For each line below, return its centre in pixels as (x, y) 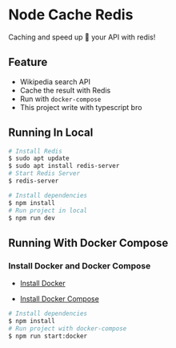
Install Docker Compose (60, 299)
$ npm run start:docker (48, 336)
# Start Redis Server (44, 174)
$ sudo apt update (39, 158)
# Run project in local (48, 211)
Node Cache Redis (71, 15)
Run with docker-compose (60, 99)
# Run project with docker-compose (68, 328)
